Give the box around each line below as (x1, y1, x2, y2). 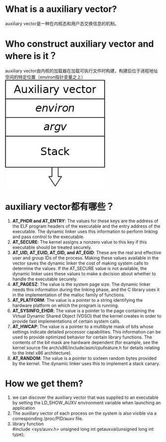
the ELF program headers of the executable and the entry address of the (12, 223, 161, 229)
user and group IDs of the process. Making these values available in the (12, 255, 159, 261)
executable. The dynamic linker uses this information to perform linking (12, 228, 158, 234)
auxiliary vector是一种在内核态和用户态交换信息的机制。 (5, 20, 119, 26)
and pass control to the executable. (12, 234, 85, 240)
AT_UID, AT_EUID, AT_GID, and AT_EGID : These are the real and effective (12, 250, 162, 256)
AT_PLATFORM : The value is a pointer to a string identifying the (12, 297, 143, 303)
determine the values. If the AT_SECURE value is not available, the (12, 265, 147, 271)
